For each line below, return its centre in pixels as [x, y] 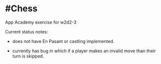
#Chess [21, 9]
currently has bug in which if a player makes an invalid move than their [84, 51]
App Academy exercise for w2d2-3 [41, 22]
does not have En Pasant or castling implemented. [63, 41]
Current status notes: [27, 32]
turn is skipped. [28, 56]
